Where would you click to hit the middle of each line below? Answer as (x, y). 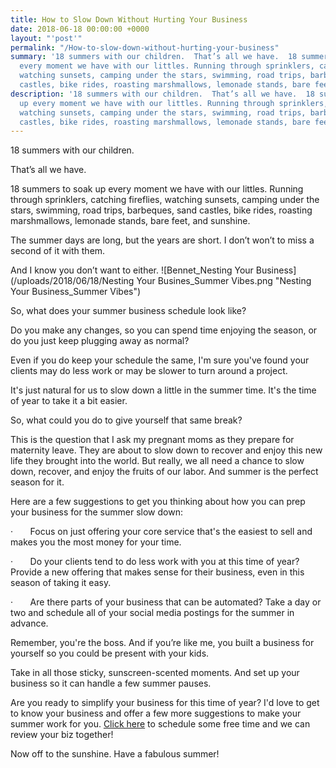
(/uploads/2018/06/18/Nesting (72, 281)
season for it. (37, 482)
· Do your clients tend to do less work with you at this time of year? (155, 562)
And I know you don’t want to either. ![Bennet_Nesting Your (132, 270)
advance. (29, 623)
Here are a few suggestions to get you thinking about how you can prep (158, 502)
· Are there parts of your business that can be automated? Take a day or (166, 602)
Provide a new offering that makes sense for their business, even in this (157, 572)
